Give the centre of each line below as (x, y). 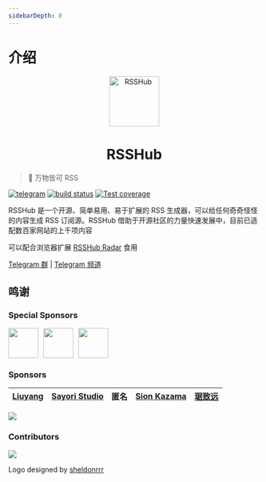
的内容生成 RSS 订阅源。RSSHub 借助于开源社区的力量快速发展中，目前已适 (133, 220)
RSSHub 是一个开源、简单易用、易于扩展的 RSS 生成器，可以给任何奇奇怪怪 (133, 210)
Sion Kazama (161, 396)
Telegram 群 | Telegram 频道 (55, 264)
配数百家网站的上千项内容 (50, 230)
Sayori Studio (77, 396)
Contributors (34, 437)
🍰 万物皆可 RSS (53, 178)
